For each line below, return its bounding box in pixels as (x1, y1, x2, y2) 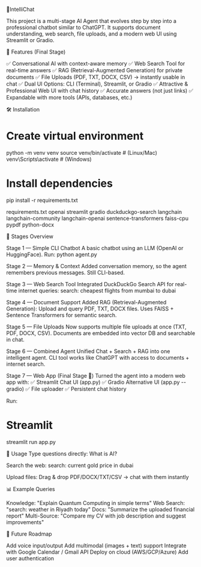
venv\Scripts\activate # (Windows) (6, 155, 92, 163)
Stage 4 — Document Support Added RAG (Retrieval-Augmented (6, 298, 167, 305)
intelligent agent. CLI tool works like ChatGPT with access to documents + (6, 354, 190, 361)
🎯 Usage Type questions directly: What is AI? (6, 450, 118, 457)
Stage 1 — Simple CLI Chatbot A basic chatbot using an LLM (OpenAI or (6, 244, 184, 251)
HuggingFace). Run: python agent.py (6, 251, 97, 258)
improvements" (6, 518, 44, 525)
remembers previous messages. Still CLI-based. (6, 269, 125, 276)
